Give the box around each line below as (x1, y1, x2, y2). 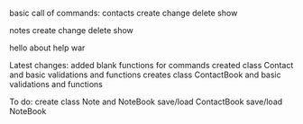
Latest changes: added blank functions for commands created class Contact (9, 60, 294, 70)
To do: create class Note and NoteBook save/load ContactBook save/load (9, 96, 283, 107)
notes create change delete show (9, 25, 133, 35)
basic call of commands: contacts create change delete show (9, 8, 238, 18)
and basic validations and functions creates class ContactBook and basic (9, 69, 281, 80)
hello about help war (9, 42, 86, 53)
